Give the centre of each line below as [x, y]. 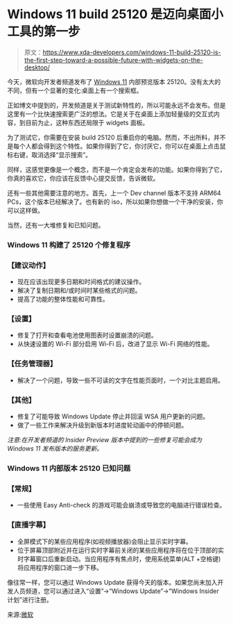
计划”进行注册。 [30, 599]
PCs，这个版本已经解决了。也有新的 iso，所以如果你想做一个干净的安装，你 [115, 202]
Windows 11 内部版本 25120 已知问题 [69, 468]
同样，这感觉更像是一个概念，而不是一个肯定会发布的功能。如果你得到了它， [116, 169]
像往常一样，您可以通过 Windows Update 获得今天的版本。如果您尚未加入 [112, 582]
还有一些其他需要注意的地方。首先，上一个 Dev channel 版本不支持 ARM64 [114, 193]
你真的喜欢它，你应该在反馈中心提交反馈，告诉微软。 [83, 178]
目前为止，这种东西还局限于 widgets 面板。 [87, 122]
